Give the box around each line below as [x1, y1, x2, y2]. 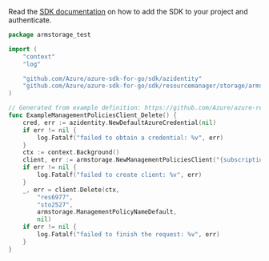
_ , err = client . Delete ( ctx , [22, 186, 120, 194]
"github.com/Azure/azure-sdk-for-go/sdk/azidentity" [22, 74, 203, 82]
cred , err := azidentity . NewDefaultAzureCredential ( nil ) [22, 118, 217, 126]
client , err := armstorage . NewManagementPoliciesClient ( [22, 156, 217, 164]
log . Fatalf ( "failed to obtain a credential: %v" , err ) [37, 134, 224, 142]
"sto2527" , [37, 200, 74, 209]
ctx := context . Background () [22, 148, 120, 157]
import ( [8, 45, 38, 53]
